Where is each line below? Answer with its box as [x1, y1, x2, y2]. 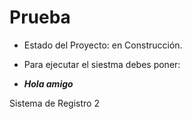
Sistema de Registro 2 [9, 97, 100, 109]
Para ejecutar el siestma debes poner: [23, 58, 181, 70]
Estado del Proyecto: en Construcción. [23, 39, 183, 51]
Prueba [9, 6, 71, 29]
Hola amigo [23, 77, 74, 90]
